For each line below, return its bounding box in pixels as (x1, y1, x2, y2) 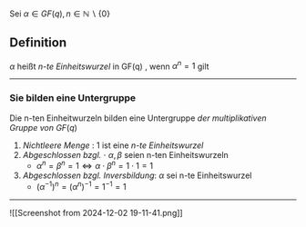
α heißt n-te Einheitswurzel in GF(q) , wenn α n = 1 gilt (9, 59, 209, 72)
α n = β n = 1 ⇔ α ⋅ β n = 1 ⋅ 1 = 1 (36, 159, 153, 172)
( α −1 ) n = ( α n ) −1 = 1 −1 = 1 (36, 180, 127, 192)
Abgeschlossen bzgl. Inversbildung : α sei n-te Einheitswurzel (22, 170, 252, 181)
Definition (9, 35, 66, 51)
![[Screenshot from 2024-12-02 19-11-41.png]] (9, 208, 184, 219)
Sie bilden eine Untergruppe (9, 92, 137, 104)
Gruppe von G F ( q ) (9, 122, 77, 133)
